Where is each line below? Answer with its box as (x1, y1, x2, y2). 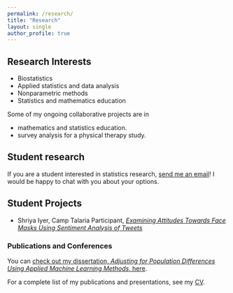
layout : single (7, 23, 52, 30)
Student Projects (7, 197, 83, 210)
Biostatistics (17, 74, 53, 83)
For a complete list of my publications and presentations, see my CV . (7, 278, 205, 286)
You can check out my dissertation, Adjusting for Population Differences (7, 257, 216, 265)
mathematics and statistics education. (17, 124, 127, 132)
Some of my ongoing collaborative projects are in (7, 110, 149, 119)
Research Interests (7, 55, 92, 67)
